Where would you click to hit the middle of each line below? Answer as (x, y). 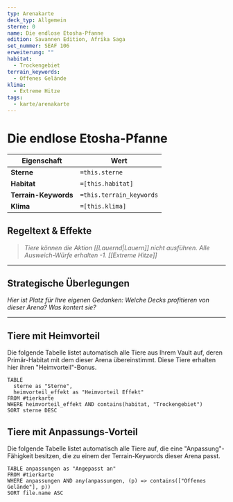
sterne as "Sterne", (43, 387)
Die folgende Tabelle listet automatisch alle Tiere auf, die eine (95, 448)
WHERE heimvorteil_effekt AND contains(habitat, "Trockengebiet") (105, 405)
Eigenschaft (42, 161)
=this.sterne (101, 172)
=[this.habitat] (106, 184)
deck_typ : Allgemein (37, 20)
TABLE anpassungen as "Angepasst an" (62, 469)
